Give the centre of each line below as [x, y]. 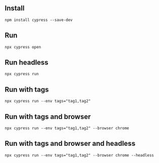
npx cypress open [23, 47]
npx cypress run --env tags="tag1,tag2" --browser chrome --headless [79, 155]
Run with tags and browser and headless [70, 144]
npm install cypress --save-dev [39, 20]
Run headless [26, 63]
